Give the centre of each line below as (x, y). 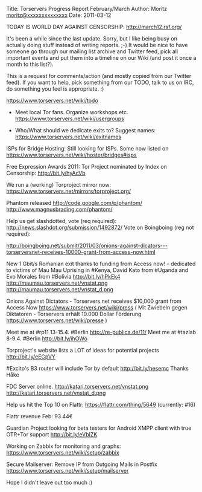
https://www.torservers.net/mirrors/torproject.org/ (69, 191)
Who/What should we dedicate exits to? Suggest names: (85, 130)
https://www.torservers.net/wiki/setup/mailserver (68, 471)
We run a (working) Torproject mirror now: (59, 185)
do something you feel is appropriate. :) (55, 89)
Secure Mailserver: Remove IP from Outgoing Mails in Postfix (82, 464)
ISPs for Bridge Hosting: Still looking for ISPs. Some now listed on (87, 148)
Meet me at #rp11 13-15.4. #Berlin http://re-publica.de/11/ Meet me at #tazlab (101, 332)
